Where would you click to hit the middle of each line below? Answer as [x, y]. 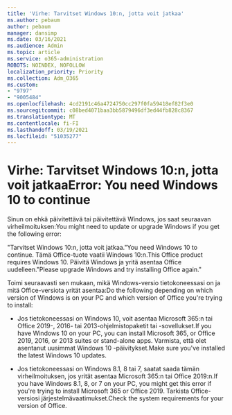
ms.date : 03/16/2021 [37, 40]
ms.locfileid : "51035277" [44, 136]
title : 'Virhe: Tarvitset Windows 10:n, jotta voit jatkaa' [96, 14]
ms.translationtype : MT [42, 117]
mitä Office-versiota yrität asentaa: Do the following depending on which [110, 290]
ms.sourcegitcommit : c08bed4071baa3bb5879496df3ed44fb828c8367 [100, 110]
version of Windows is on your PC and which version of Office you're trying [115, 298]
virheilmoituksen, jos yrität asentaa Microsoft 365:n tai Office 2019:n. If [117, 376]
